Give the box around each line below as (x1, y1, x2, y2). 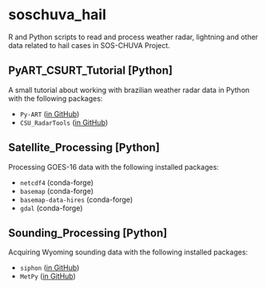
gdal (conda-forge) (19, 203, 83, 213)
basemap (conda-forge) (19, 186, 94, 195)
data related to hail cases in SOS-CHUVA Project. (8, 40, 170, 50)
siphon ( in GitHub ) (19, 263, 80, 273)
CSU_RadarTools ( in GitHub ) (19, 118, 109, 127)
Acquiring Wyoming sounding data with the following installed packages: (8, 247, 248, 257)
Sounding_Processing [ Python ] (8, 226, 168, 239)
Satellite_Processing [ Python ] (8, 141, 160, 155)
